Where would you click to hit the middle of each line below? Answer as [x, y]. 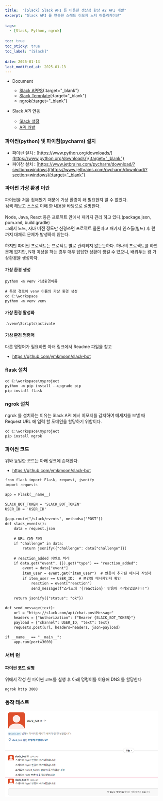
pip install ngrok [24, 436]
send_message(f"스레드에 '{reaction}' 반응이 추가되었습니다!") [90, 589]
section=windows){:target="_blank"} [49, 175]
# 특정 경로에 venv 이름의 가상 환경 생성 [41, 291]
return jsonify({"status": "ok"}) [49, 599]
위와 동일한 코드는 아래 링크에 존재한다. [42, 461]
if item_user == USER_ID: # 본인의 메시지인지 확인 [72, 579]
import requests [21, 485]
